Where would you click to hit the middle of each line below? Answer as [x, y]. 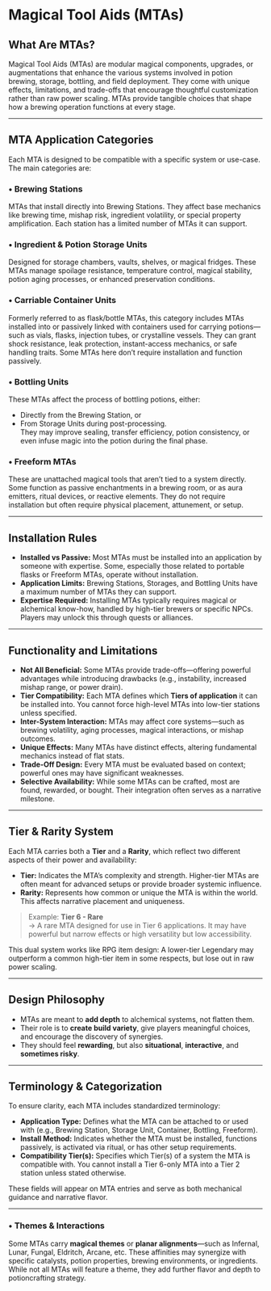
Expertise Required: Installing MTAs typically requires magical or [128, 600]
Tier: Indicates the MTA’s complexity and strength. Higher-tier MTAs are [140, 875]
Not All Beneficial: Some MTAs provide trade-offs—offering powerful [135, 670]
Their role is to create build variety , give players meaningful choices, [135, 1028]
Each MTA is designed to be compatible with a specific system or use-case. [134, 159]
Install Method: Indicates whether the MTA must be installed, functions [138, 1139]
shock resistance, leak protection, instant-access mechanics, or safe [123, 343]
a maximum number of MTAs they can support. [98, 592]
